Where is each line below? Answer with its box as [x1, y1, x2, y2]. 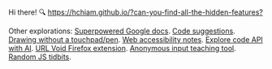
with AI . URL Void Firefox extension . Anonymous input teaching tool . [8, 44, 237, 53]
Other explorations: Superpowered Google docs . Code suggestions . [8, 26, 235, 36]
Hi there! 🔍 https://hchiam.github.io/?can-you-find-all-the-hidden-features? [8, 7, 264, 17]
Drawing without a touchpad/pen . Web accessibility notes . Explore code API [8, 35, 264, 44]
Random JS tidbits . [8, 52, 71, 62]
